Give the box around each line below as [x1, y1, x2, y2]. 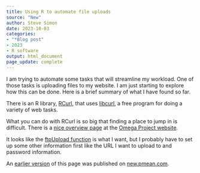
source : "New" [6, 14, 42, 20]
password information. [6, 148, 62, 156]
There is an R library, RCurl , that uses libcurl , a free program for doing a [6, 99, 183, 107]
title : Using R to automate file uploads [6, 8, 111, 15]
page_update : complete [6, 59, 63, 65]
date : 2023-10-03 [6, 25, 50, 32]
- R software [6, 48, 39, 54]
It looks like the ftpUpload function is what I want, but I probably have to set [6, 135, 193, 142]
